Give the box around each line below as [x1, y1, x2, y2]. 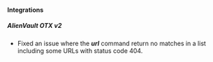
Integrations [7, 6, 44, 14]
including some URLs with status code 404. [17, 46, 143, 55]
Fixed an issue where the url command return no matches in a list [17, 39, 206, 47]
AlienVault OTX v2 [7, 22, 62, 30]
